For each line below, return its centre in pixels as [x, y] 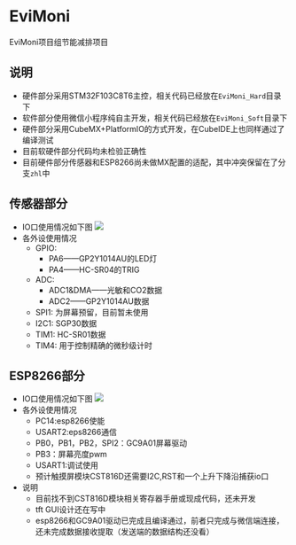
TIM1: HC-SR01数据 [70, 334]
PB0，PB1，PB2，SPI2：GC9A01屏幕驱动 [111, 443]
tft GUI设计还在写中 [70, 510]
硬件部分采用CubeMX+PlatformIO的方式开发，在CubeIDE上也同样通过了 [153, 128]
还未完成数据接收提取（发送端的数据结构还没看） [125, 532]
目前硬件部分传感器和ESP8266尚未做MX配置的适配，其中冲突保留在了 [150, 162]
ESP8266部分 [47, 375]
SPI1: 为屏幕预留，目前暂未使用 [92, 312]
